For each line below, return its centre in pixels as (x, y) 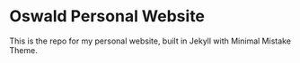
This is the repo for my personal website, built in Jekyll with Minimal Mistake (150, 41)
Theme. (23, 50)
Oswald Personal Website (107, 16)
